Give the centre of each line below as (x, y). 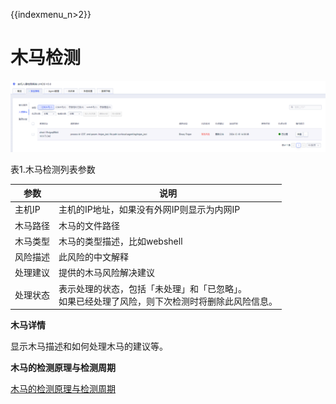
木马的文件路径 (89, 225)
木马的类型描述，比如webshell (120, 241)
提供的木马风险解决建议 (106, 273)
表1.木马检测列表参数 (53, 169)
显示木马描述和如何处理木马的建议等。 (89, 346)
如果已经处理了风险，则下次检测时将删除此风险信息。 (168, 301)
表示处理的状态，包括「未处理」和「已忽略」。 (152, 288)
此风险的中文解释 (93, 257)
